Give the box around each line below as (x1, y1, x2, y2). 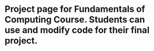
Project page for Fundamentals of (4, 3, 146, 15)
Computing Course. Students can (4, 14, 145, 25)
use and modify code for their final (4, 25, 150, 36)
